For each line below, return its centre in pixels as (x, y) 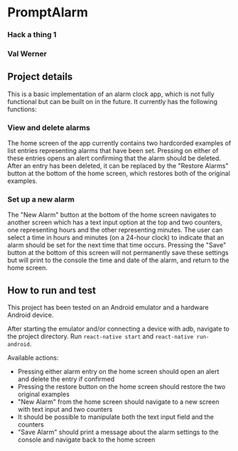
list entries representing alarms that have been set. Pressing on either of (113, 151)
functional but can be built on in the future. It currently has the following (113, 101)
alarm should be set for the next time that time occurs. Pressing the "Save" (117, 245)
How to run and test (52, 290)
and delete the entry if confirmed (66, 379)
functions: (22, 109)
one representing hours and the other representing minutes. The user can (115, 230)
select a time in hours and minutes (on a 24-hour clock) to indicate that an (116, 238)
